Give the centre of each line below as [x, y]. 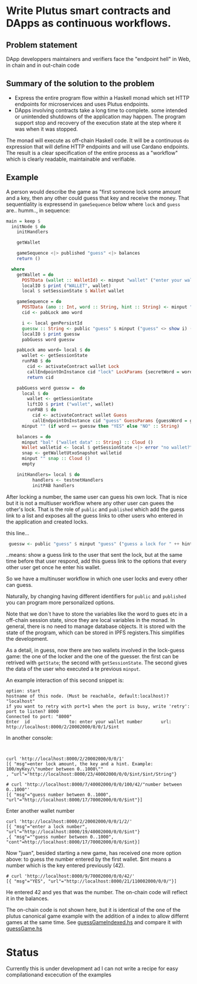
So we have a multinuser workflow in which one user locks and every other [97, 579]
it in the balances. [28, 898]
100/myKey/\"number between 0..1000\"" [55, 769]
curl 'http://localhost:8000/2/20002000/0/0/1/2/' [69, 822]
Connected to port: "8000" [39, 717]
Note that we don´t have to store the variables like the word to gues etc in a [97, 614]
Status [23, 952]
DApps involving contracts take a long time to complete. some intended [101, 110]
